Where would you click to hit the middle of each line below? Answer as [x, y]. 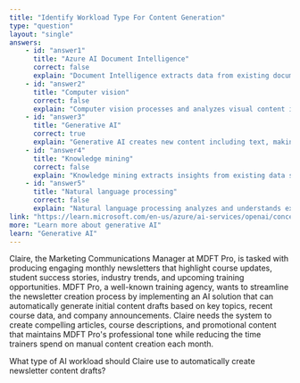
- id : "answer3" [56, 117]
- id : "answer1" [56, 51]
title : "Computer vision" [81, 92]
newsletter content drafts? [58, 371]
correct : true [59, 134]
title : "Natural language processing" [105, 192]
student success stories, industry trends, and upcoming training [127, 278]
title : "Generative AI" [77, 126]
